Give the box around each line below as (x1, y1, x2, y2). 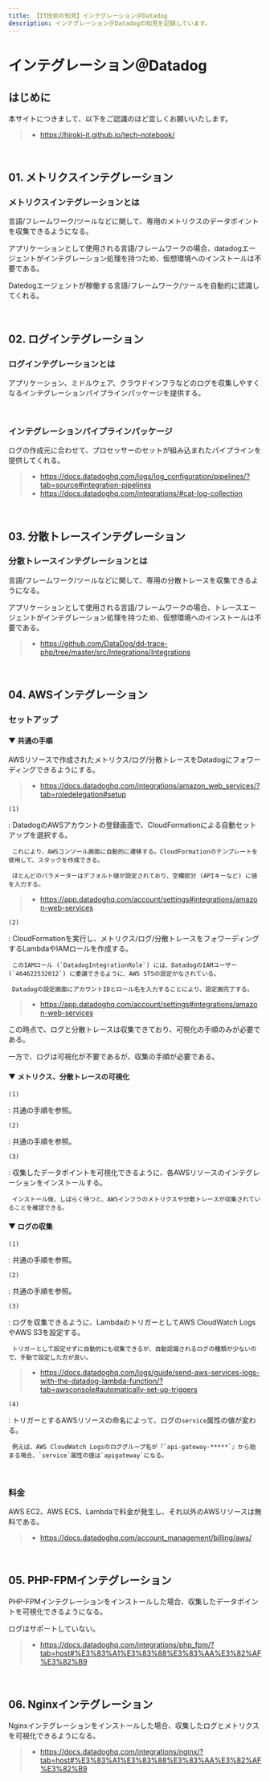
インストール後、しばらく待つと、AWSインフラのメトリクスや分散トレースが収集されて (11, 1195, 256, 1203)
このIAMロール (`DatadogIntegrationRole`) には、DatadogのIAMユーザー (11, 961, 238, 969)
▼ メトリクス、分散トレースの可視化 (8, 1071, 130, 1081)
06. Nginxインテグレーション (8, 1697, 153, 1712)
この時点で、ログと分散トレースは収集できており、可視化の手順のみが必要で (8, 1025, 261, 1034)
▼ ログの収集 (8, 1222, 53, 1231)
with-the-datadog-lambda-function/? (39, 1376, 163, 1386)
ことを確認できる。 (14, 1203, 68, 1212)
